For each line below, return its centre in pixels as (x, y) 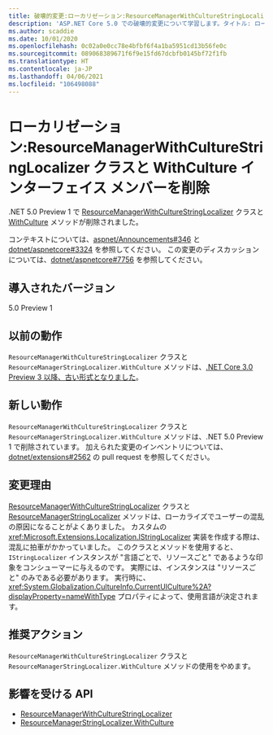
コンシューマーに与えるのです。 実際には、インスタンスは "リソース (136, 567)
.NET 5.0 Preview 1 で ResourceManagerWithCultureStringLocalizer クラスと (136, 212)
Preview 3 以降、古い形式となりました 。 (76, 377)
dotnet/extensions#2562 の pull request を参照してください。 (111, 457)
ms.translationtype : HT (49, 62)
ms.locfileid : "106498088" (54, 84)
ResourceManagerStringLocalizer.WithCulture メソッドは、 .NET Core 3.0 (131, 367)
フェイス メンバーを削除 (130, 188)
